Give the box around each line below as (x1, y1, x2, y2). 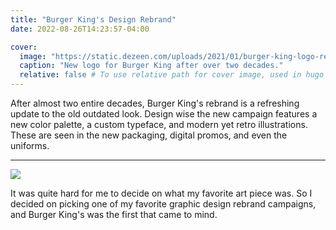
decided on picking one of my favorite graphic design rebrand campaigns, (10, 198, 317, 210)
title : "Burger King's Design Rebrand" (10, 14, 177, 25)
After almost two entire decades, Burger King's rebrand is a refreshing (10, 97, 300, 109)
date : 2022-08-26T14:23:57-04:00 (10, 24, 150, 34)
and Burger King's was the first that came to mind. (10, 209, 218, 220)
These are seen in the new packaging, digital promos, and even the (10, 129, 288, 141)
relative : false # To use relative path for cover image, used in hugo (19, 70, 325, 80)
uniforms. (10, 140, 50, 151)
